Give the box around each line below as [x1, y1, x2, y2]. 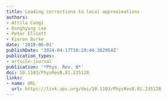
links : [6, 75, 23, 81]
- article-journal [6, 58, 52, 64]
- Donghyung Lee [6, 25, 47, 31]
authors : [6, 14, 28, 20]
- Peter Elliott [6, 31, 47, 37]
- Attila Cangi [6, 20, 44, 26]
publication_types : [6, 53, 55, 59]
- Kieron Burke [6, 36, 44, 42]
